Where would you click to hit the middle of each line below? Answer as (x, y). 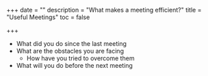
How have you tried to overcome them (80, 58)
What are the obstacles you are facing (70, 51)
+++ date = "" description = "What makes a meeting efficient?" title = (104, 10)
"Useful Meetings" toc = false (48, 17)
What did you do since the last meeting (71, 43)
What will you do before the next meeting (74, 65)
